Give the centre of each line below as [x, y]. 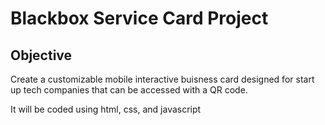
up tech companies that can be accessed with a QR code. [129, 90]
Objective [41, 55]
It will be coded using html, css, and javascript [106, 109]
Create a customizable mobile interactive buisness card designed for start [162, 79]
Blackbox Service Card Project [139, 18]
